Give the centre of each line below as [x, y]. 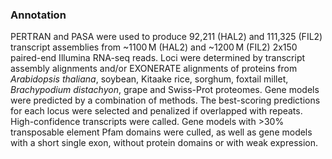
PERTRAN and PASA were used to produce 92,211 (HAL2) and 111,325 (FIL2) [166, 37]
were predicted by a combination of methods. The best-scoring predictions [165, 100]
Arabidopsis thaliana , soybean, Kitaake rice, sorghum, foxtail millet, [149, 79]
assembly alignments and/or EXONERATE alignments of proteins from [154, 69]
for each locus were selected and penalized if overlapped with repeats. [156, 111]
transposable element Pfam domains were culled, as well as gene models [161, 132]
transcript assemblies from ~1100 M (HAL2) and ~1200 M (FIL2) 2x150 [154, 47]
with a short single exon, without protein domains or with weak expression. [164, 143]
